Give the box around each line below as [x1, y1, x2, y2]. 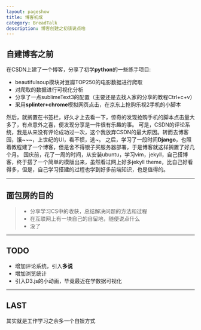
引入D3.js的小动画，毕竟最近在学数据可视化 [14, 277, 123, 284]
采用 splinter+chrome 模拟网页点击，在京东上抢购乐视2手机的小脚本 [14, 101, 181, 108]
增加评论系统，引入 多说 [14, 262, 73, 269]
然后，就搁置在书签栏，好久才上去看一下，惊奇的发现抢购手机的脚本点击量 [6, 114, 190, 121]
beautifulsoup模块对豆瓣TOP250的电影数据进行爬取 [14, 79, 143, 86]
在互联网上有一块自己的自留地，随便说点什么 [29, 215, 141, 222]
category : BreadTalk [6, 20, 58, 26]
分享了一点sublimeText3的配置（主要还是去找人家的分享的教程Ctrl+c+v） [14, 94, 196, 101]
